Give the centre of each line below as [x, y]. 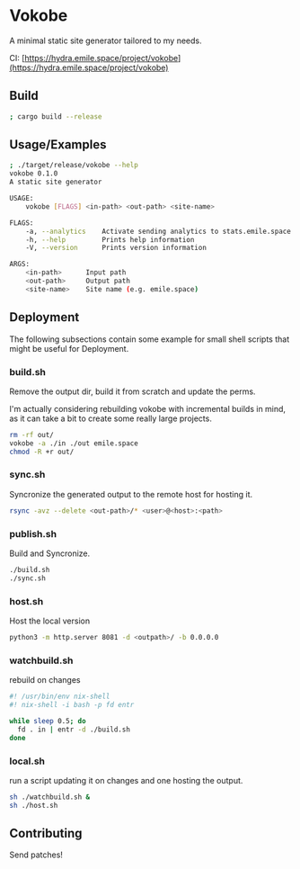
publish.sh [33, 533]
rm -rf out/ [31, 434]
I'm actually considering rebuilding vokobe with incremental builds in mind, [147, 408]
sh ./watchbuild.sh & [50, 797]
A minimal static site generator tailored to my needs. [106, 40]
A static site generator [56, 182]
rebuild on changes [45, 680]
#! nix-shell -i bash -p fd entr [72, 705]
